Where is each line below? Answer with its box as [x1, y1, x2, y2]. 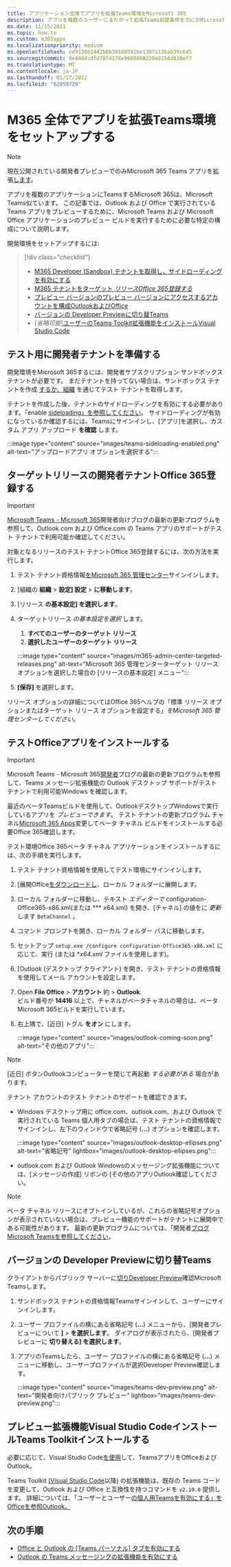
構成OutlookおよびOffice [58, 302, 129, 310]
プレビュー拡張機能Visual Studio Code [7, 1420, 173, 1433]
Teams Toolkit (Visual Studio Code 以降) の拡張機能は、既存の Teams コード [7, 1477, 221, 1485]
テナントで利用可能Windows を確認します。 [7, 787, 131, 796]
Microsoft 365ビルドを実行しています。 [16, 1005, 129, 1013]
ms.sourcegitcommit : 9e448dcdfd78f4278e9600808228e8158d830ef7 [7, 55, 192, 62]
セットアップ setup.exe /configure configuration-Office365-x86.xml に [16, 941, 223, 949]
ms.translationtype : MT [7, 61, 76, 68]
